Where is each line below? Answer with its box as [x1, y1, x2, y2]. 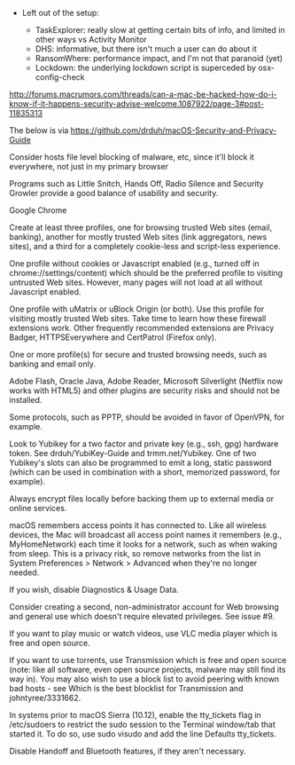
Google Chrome [9, 205, 67, 216]
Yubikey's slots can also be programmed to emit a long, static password [9, 457, 272, 468]
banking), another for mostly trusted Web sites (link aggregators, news [9, 232, 268, 242]
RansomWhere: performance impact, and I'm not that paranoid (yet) [35, 53, 283, 63]
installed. [9, 395, 43, 405]
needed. [9, 567, 40, 578]
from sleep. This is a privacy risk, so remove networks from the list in [9, 548, 261, 558]
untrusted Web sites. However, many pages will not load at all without [9, 277, 263, 288]
